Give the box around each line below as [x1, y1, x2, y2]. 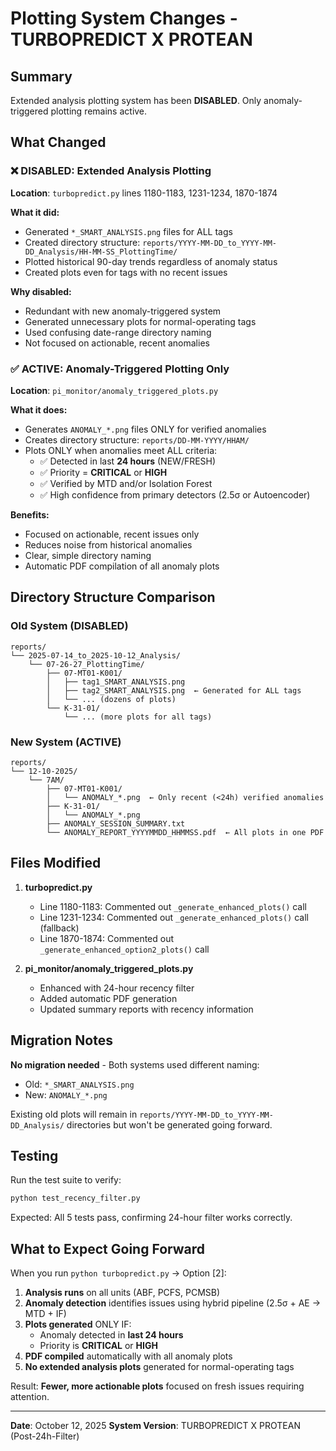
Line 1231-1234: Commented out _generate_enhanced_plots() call [39, 911, 309, 923]
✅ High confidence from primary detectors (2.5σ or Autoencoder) [39, 488, 311, 501]
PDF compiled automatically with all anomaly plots [24, 1350, 233, 1362]
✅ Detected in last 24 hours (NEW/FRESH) [39, 455, 217, 467]
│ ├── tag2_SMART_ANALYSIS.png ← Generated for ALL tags [46, 685, 302, 696]
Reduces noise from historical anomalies [24, 538, 193, 551]
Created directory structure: [24, 236, 141, 248]
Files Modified [10, 855, 102, 872]
